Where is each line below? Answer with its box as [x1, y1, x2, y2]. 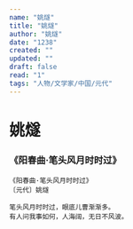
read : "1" [9, 71, 46, 80]
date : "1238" [9, 37, 58, 47]
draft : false [9, 63, 58, 72]
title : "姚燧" [9, 21, 59, 30]
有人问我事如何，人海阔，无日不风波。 [9, 212, 129, 222]
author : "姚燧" [9, 29, 63, 38]
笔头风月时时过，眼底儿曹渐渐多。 [9, 203, 115, 212]
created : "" [9, 46, 53, 55]
